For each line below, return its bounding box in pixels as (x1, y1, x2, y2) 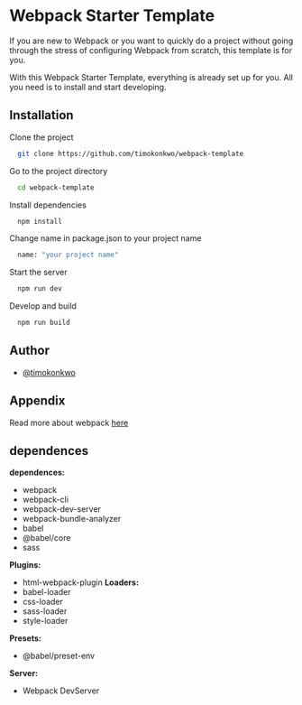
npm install (17, 217, 63, 226)
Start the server (9, 267, 68, 278)
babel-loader (22, 587, 71, 598)
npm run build (17, 318, 70, 328)
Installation (9, 107, 74, 123)
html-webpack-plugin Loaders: (22, 577, 140, 588)
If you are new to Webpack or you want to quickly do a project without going (9, 35, 294, 46)
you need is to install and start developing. (9, 81, 167, 92)
